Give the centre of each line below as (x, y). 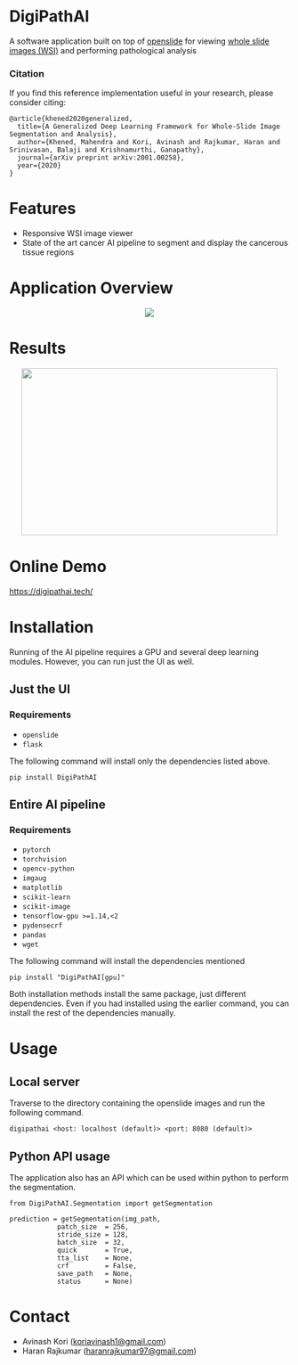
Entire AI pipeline (57, 805)
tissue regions (48, 252)
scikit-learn (46, 897)
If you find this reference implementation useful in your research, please (141, 93)
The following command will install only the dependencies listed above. (140, 761)
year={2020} (40, 166)
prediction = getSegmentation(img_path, (85, 1219)
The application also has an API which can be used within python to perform (149, 1178)
